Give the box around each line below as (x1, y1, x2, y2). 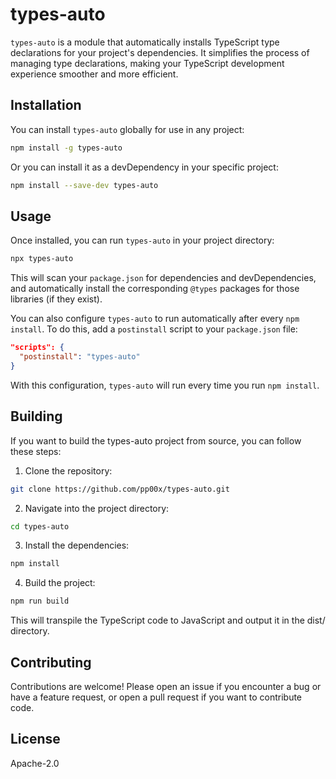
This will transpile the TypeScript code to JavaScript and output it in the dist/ (10, 614, 326, 627)
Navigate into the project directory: (24, 502, 170, 514)
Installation (10, 97, 82, 114)
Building (10, 408, 63, 425)
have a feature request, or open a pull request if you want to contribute (10, 691, 303, 703)
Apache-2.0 (10, 757, 60, 769)
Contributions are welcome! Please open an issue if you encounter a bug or (10, 680, 322, 692)
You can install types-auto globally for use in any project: (10, 123, 245, 135)
